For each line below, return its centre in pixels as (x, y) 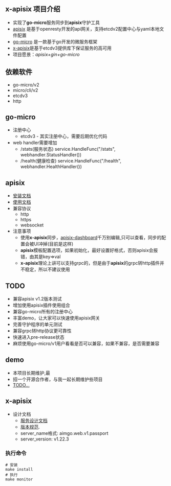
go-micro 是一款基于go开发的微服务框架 (55, 41)
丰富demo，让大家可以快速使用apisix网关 (56, 318)
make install (19, 469)
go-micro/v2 (26, 85)
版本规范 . (30, 427)
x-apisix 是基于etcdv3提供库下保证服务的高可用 (62, 48)
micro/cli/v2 (25, 90)
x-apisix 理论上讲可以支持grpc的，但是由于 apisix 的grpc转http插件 (90, 263)
